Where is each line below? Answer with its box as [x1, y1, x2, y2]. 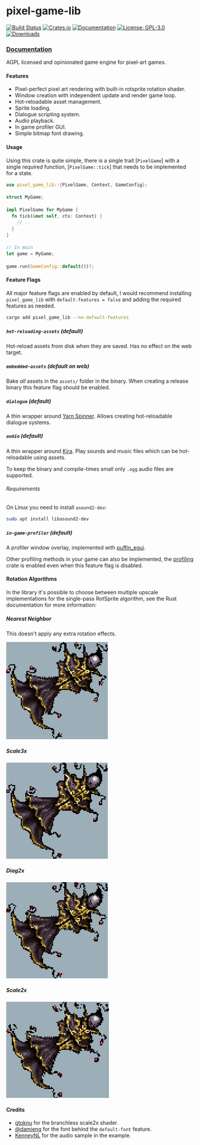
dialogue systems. [6, 418, 51, 426]
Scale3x [6, 747, 27, 755]
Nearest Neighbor [6, 615, 52, 622]
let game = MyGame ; [6, 251, 55, 257]
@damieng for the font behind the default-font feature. [14, 1125, 152, 1133]
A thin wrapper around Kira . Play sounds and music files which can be [6, 447, 179, 454]
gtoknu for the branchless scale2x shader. [14, 1119, 119, 1127]
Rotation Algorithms [6, 575, 58, 582]
